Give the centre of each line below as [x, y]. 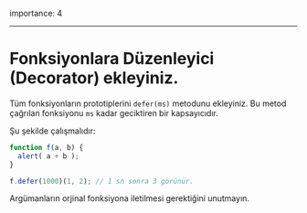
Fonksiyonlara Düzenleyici [112, 59]
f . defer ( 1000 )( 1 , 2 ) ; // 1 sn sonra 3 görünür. [102, 181]
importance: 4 [36, 13]
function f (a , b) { [47, 147]
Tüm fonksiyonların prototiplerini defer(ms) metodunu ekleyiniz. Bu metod [148, 103]
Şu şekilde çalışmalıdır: [53, 131]
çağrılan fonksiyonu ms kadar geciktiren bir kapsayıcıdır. [114, 112]
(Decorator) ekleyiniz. [94, 78]
